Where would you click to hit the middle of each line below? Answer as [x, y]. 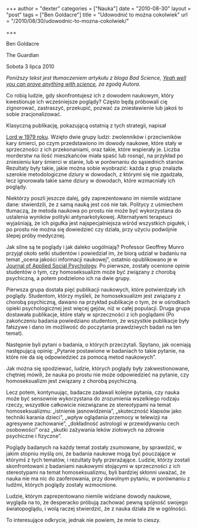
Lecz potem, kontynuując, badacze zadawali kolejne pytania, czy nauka [93, 392]
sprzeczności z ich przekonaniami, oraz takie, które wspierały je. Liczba [93, 149]
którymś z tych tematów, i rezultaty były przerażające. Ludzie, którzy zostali [98, 460]
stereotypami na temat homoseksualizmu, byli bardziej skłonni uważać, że [96, 472]
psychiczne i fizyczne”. [34, 436]
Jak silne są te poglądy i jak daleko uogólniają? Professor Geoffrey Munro [95, 247]
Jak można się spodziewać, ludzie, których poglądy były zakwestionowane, [98, 368]
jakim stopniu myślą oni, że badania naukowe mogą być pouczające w [91, 454]
